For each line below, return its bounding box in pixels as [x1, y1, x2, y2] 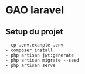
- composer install [5, 47, 53, 53]
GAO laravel [5, 3, 64, 17]
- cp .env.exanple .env [5, 42, 64, 48]
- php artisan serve [5, 62, 56, 68]
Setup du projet [5, 27, 63, 37]
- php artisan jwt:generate [5, 52, 74, 58]
